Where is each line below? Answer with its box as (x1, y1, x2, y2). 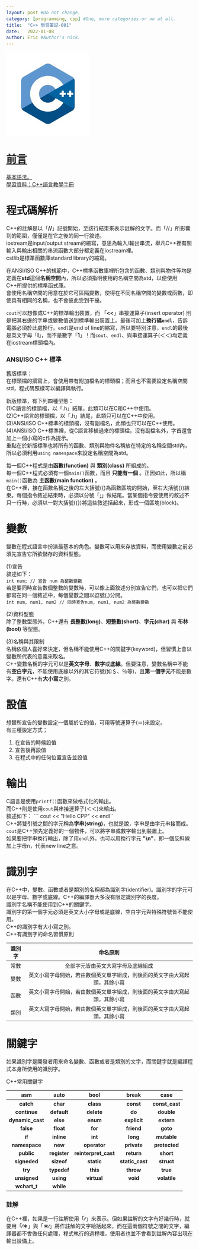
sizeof (51, 1158, 67, 1165)
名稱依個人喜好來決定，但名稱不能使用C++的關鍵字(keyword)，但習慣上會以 (6, 645, 192, 653)
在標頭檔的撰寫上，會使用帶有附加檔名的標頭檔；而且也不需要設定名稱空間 (6, 377, 188, 384)
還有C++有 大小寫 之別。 (16, 675, 74, 683)
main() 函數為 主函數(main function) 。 (6, 477, 101, 484)
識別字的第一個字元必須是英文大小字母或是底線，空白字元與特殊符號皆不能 (6, 908, 188, 916)
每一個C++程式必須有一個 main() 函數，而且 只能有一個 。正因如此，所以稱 (6, 469, 187, 476)
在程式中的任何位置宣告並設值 (14, 754, 88, 761)
